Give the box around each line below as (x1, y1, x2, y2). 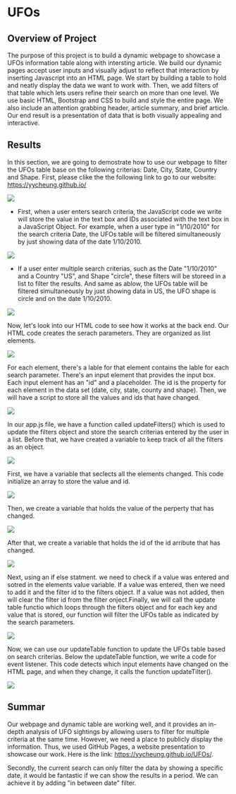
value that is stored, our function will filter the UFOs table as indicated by (7, 610, 219, 619)
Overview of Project (7, 32, 97, 45)
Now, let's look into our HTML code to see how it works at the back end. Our (7, 321, 229, 329)
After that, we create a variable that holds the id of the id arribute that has (7, 538, 221, 547)
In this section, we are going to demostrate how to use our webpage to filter (7, 158, 228, 166)
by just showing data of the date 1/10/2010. (17, 237, 142, 246)
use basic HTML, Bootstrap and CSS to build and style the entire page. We (7, 96, 224, 105)
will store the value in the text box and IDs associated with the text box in (17, 215, 230, 223)
